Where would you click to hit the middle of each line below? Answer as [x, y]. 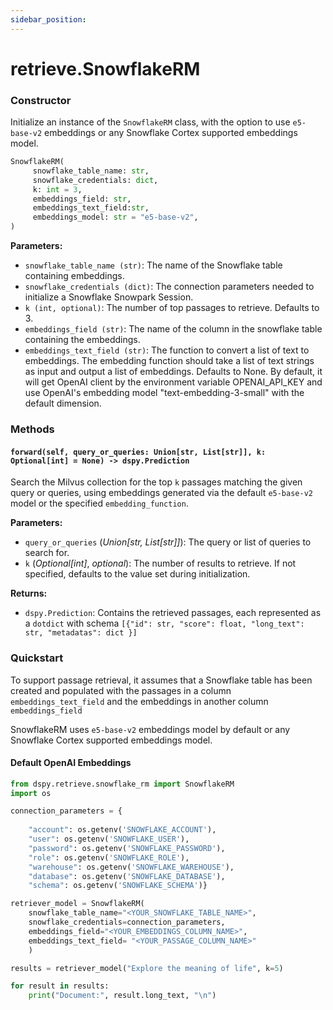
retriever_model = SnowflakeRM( [77, 904]
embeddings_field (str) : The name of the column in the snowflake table [173, 329]
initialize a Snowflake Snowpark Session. [109, 297]
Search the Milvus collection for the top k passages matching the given [156, 482]
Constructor [41, 100]
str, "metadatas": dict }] [81, 633]
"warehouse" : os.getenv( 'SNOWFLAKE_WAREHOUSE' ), [131, 867]
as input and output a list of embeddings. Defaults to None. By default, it [173, 372]
